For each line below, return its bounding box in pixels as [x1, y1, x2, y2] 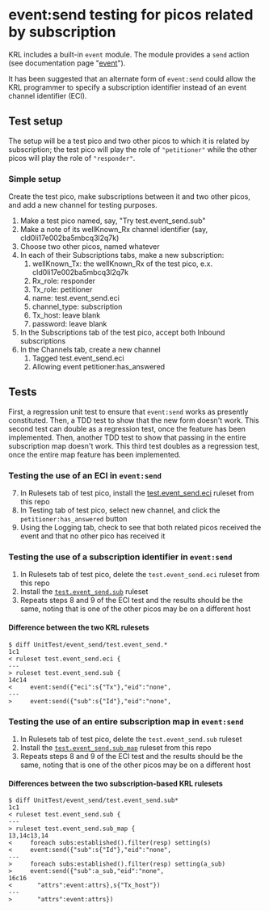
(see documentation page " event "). [8, 58, 126, 68]
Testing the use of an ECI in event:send [8, 470, 162, 481]
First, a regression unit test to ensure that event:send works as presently [8, 407, 249, 416]
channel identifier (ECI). [8, 91, 87, 100]
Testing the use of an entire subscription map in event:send [8, 715, 244, 727]
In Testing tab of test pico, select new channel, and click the [19, 505, 221, 515]
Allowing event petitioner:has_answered [32, 362, 166, 372]
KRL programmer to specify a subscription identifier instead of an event [8, 82, 247, 92]
